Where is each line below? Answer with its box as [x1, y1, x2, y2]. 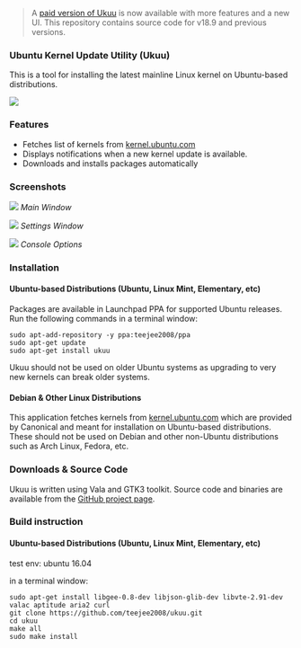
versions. [31, 27, 66, 37]
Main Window [20, 201, 72, 212]
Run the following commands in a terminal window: [9, 314, 199, 324]
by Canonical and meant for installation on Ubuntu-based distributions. [9, 422, 272, 432]
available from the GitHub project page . [9, 493, 155, 504]
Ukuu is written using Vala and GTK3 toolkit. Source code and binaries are [9, 484, 283, 494]
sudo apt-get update [9, 339, 87, 348]
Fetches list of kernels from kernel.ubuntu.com [22, 138, 196, 149]
